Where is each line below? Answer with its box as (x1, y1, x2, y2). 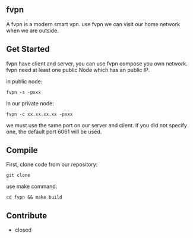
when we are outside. (6, 27, 59, 34)
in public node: (6, 77, 43, 85)
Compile (6, 145, 38, 155)
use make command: (6, 183, 58, 190)
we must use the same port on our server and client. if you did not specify (6, 121, 187, 129)
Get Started (6, 44, 50, 54)
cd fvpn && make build (6, 195, 62, 201)
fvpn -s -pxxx (6, 89, 42, 95)
